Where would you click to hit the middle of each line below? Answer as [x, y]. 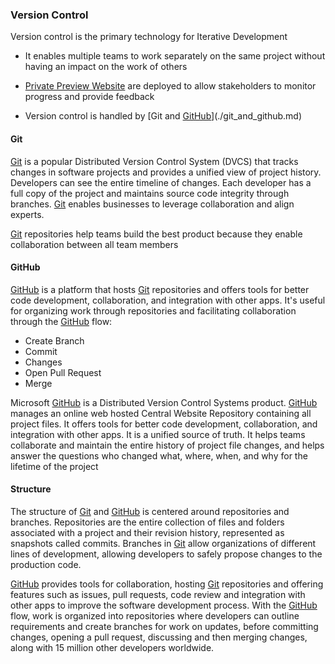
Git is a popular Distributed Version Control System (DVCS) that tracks [154, 161]
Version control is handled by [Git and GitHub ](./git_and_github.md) [163, 116]
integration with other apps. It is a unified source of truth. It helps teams [158, 434]
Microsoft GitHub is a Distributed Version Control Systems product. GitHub [164, 402]
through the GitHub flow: [61, 321]
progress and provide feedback [89, 97]
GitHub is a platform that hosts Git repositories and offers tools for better [160, 289]
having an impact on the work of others [106, 67]
